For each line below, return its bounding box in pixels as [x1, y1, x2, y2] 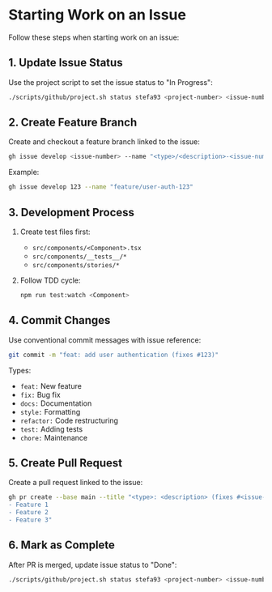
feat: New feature [19, 381, 83, 390]
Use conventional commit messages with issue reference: [8, 334, 202, 345]
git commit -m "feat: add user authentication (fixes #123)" [8, 351, 219, 359]
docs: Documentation [19, 398, 92, 408]
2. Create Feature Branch [8, 116, 138, 130]
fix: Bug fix [19, 390, 61, 399]
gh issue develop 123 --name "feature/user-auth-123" [8, 183, 194, 191]
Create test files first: [19, 227, 91, 236]
